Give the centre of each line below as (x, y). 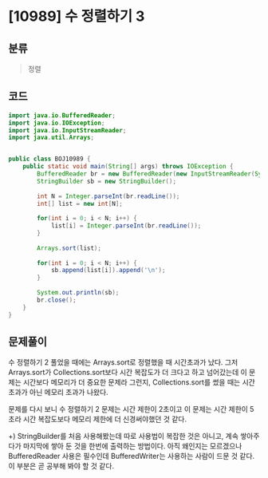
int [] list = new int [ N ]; (80, 203)
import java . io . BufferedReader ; (62, 115)
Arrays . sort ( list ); (69, 248)
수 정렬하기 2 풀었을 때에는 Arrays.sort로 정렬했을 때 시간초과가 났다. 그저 (123, 362)
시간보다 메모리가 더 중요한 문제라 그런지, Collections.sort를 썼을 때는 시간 (139, 382)
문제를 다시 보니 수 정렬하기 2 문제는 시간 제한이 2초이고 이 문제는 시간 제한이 (128, 409)
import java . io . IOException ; (57, 123)
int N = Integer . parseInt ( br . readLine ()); (108, 196)
